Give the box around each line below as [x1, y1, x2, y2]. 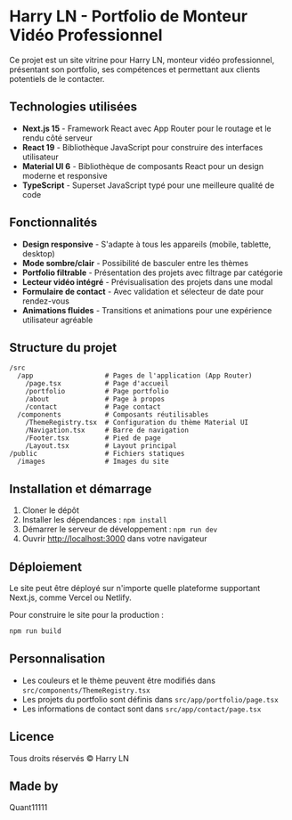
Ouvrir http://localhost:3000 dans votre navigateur [21, 533, 207, 544]
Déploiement [9, 559, 83, 574]
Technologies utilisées [9, 100, 138, 115]
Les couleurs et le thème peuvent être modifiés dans [21, 675, 216, 686]
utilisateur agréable [21, 314, 93, 325]
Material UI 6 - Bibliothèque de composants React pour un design [21, 160, 264, 171]
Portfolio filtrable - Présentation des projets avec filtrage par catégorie [21, 267, 283, 278]
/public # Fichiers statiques [9, 450, 185, 459]
